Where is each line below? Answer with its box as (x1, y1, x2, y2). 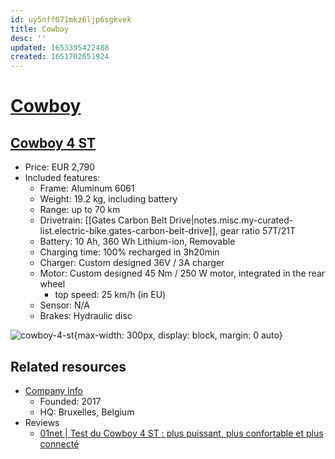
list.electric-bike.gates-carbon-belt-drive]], (39, 225, 218, 237)
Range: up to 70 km (39, 204, 121, 216)
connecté (39, 437, 80, 450)
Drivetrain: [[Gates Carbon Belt (39, 214, 168, 226)
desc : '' (10, 33, 47, 43)
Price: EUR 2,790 (24, 161, 96, 173)
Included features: (24, 172, 101, 184)
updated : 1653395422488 (10, 42, 110, 53)
